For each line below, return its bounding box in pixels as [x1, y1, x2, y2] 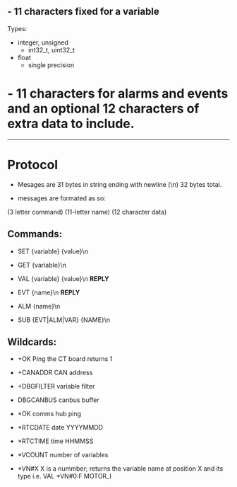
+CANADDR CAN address [17, 368, 93, 377]
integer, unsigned [17, 38, 69, 47]
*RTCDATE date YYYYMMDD [17, 423, 104, 432]
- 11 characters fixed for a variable [7, 6, 160, 18]
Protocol [7, 156, 59, 173]
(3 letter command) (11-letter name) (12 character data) [7, 207, 167, 216]
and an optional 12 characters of [7, 101, 200, 116]
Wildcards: [7, 336, 57, 348]
